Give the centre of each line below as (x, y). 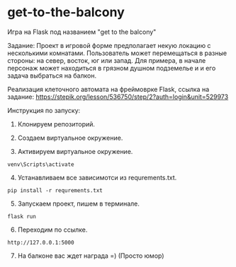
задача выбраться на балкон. (52, 76)
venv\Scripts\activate (41, 164)
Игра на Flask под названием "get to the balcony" (82, 32)
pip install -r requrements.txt (55, 190)
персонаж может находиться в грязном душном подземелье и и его (112, 68)
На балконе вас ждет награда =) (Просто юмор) (91, 256)
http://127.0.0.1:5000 (41, 242)
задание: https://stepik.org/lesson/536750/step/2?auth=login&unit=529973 (118, 97)
